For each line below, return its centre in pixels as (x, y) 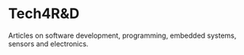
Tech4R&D (44, 14)
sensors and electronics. (48, 43)
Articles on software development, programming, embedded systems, (122, 35)
